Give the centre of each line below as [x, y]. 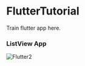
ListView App [26, 44]
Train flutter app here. [33, 28]
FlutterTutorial [43, 11]
